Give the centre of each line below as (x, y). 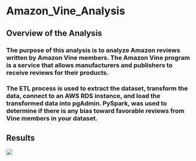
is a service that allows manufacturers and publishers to (90, 65)
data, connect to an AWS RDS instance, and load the (83, 96)
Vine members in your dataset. (52, 119)
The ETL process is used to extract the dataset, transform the (97, 89)
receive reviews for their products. (58, 72)
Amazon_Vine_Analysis (66, 11)
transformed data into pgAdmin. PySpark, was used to (87, 104)
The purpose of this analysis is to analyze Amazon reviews (93, 50)
